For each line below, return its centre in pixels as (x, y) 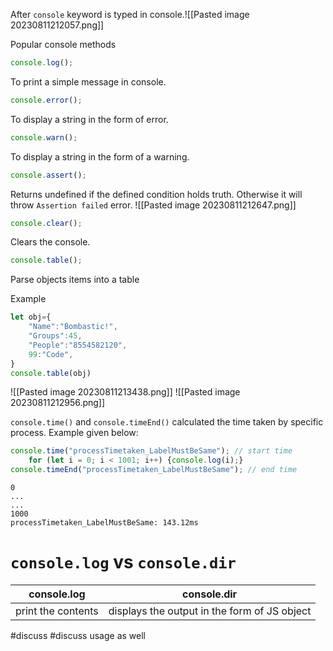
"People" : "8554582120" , (78, 345)
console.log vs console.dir (123, 562)
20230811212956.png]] (58, 403)
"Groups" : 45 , (55, 336)
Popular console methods (63, 44)
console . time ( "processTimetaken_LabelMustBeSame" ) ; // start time (151, 451)
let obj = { (31, 317)
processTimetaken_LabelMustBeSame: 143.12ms (104, 523)
